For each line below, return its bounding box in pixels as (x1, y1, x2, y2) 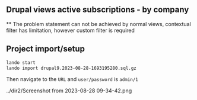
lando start (6, 59, 36, 66)
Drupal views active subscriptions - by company (6, 5, 189, 15)
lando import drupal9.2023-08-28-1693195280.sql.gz (6, 65, 136, 71)
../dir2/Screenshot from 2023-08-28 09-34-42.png (6, 87, 132, 94)
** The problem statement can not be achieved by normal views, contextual (6, 20, 191, 27)
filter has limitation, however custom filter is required (6, 27, 135, 34)
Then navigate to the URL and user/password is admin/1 (6, 76, 138, 83)
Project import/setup (6, 44, 85, 54)
